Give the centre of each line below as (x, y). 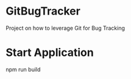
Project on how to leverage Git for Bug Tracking (65, 28)
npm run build (23, 69)
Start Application (50, 53)
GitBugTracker (43, 11)
